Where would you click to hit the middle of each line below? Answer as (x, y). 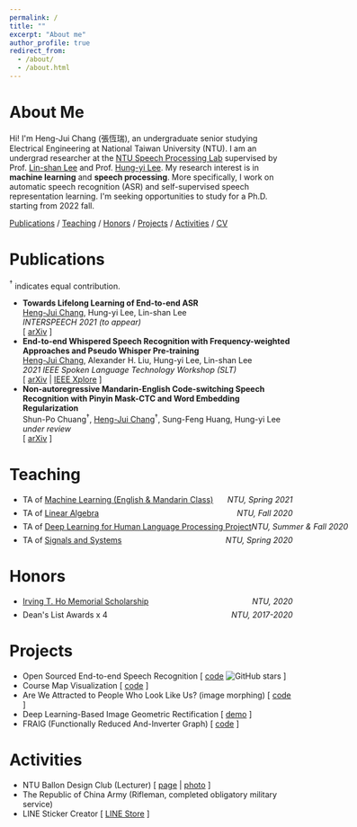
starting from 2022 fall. (52, 205)
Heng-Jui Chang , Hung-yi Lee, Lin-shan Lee (104, 313)
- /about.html (44, 68)
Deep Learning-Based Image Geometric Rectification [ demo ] (137, 714)
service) (38, 804)
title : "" (28, 26)
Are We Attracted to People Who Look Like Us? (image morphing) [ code (157, 695)
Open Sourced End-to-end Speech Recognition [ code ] (154, 676)
